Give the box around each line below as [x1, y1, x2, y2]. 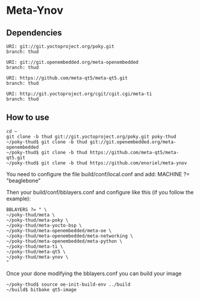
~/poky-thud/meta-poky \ [6, 217, 69, 223]
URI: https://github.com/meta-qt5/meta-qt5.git [6, 75, 128, 81]
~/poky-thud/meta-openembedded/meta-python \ [6, 238, 122, 244]
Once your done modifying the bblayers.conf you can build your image [6, 270, 182, 277]
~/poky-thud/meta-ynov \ [6, 254, 69, 260]
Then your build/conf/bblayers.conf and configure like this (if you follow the [6, 188, 194, 196]
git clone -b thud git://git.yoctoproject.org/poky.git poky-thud [6, 134, 177, 140]
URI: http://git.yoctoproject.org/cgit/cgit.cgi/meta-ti [6, 91, 152, 97]
